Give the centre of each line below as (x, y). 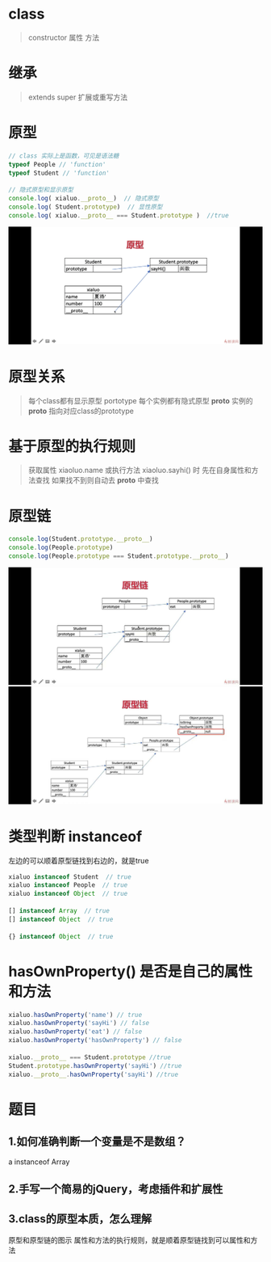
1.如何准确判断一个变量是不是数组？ (98, 1142)
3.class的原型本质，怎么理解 (80, 1219)
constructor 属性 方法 (63, 37)
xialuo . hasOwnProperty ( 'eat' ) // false (75, 1032)
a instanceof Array (39, 1162)
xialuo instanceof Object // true (68, 894)
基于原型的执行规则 (72, 446)
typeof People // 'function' (57, 164)
